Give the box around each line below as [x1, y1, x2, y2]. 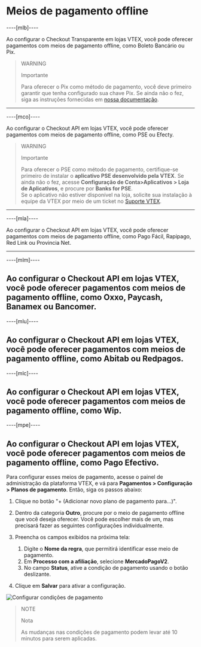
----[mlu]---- [6, 317, 39, 324]
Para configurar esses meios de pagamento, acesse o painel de [6, 473, 163, 481]
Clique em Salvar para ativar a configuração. [14, 582, 126, 590]
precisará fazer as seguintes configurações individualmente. [14, 522, 165, 529]
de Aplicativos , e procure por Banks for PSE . [20, 184, 133, 192]
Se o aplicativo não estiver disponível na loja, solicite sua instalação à [20, 191, 193, 198]
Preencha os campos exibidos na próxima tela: [14, 534, 130, 541]
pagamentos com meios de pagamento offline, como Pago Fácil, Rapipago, [6, 232, 191, 240]
